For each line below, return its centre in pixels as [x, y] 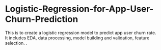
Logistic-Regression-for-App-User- [79, 9]
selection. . [16, 43]
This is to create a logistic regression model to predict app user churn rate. [80, 33]
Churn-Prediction [42, 19]
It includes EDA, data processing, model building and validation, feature [77, 38]
